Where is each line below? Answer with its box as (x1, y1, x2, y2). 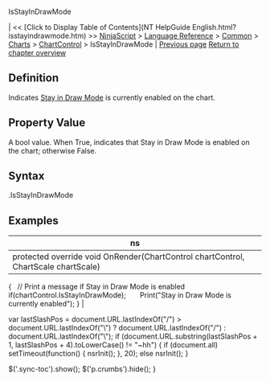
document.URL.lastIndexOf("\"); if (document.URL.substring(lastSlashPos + (8, 331, 258, 341)
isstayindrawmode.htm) (8, 31, 87, 40)
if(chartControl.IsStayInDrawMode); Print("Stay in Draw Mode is (8, 290, 231, 300)
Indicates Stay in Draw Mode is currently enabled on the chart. (8, 92, 215, 102)
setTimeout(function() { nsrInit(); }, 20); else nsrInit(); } (8, 349, 189, 359)
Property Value (8, 116, 86, 129)
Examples (8, 213, 59, 228)
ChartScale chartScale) (12, 261, 100, 273)
